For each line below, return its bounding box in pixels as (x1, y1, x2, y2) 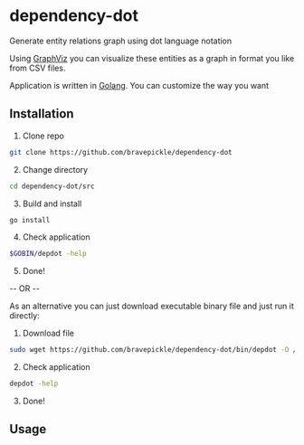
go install (9, 215, 51, 224)
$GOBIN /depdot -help (9, 250, 88, 259)
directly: (9, 310, 41, 321)
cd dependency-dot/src (9, 182, 95, 191)
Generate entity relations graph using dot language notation (9, 35, 233, 46)
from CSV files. (9, 62, 66, 73)
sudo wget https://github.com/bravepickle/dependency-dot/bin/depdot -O (9, 346, 290, 355)
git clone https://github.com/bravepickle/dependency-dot (9, 147, 233, 156)
